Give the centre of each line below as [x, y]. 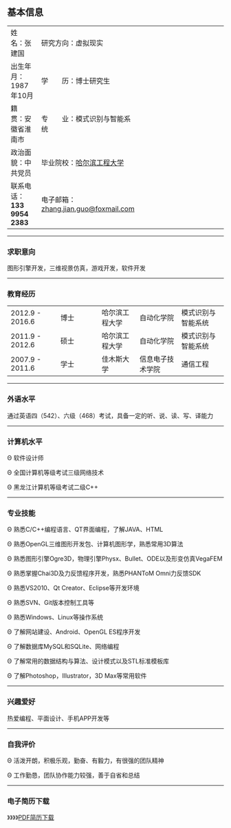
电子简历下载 [29, 801]
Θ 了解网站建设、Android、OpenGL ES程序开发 [74, 632]
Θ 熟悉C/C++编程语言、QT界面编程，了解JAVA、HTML [85, 530]
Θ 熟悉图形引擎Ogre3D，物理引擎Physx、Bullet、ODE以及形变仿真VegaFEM [115, 559]
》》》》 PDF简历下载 [31, 818]
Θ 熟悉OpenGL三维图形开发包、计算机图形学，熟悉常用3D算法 [95, 544]
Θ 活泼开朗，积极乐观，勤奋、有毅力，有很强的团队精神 [86, 760]
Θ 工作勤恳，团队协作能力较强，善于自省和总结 [74, 775]
